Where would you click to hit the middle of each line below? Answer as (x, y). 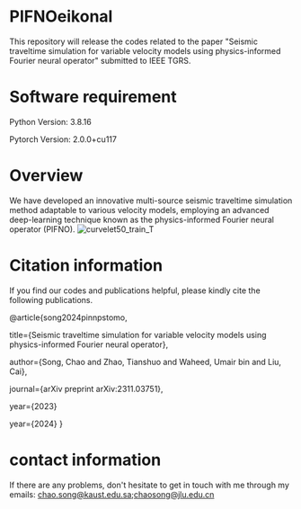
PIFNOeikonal (61, 17)
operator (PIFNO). (42, 229)
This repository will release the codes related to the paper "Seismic (134, 41)
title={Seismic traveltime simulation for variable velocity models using (138, 335)
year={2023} (33, 406)
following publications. (51, 299)
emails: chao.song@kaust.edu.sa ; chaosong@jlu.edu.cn (112, 494)
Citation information (86, 265)
